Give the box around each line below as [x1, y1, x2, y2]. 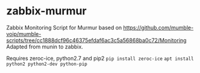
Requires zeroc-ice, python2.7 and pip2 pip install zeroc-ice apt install [6, 54, 194, 62]
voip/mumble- [6, 30, 42, 37]
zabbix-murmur [6, 4, 87, 18]
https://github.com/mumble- [123, 24, 194, 31]
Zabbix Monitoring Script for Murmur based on [6, 24, 122, 31]
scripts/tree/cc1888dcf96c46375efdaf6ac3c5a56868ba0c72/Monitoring [6, 36, 187, 44]
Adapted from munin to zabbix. [6, 43, 83, 50]
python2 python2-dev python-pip [6, 61, 87, 67]
